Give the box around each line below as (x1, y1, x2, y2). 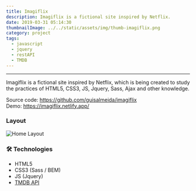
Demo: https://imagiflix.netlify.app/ (6, 102, 89, 109)
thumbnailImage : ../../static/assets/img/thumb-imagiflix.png (6, 24, 160, 31)
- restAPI (11, 52, 35, 58)
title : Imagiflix (6, 8, 48, 15)
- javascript (11, 41, 43, 47)
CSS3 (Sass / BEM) (14, 167, 61, 174)
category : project (6, 30, 51, 36)
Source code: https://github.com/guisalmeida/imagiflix (6, 96, 137, 103)
